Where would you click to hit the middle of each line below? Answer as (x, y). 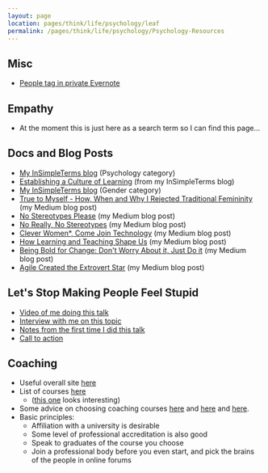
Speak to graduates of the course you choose (107, 443)
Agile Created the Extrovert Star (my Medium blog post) (112, 267)
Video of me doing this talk (64, 312)
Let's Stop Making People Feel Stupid (103, 293)
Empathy (31, 109)
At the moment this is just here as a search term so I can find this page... (140, 128)
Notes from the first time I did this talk (82, 329)
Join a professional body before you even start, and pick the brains (143, 452)
